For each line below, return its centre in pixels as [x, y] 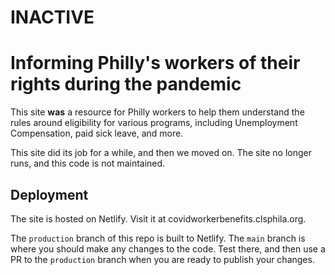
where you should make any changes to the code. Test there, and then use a [168, 248]
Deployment [49, 194]
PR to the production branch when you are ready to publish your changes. [162, 259]
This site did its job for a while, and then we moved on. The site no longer [161, 153]
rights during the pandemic [126, 84]
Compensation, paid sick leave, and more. [97, 133]
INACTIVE [52, 17]
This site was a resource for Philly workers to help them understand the [157, 112]
